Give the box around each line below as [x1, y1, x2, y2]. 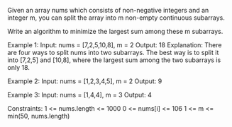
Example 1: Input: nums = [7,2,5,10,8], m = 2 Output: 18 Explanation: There [7, 41, 222, 49]
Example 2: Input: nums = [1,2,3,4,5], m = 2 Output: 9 [7, 77, 162, 85]
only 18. [7, 64, 31, 71]
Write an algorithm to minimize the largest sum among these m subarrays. [7, 28, 223, 35]
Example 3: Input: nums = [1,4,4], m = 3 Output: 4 [7, 91, 153, 99]
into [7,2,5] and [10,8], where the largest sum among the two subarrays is [7, 56, 221, 64]
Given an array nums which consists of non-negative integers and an [7, 6, 209, 14]
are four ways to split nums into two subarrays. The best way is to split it [7, 49, 219, 56]
